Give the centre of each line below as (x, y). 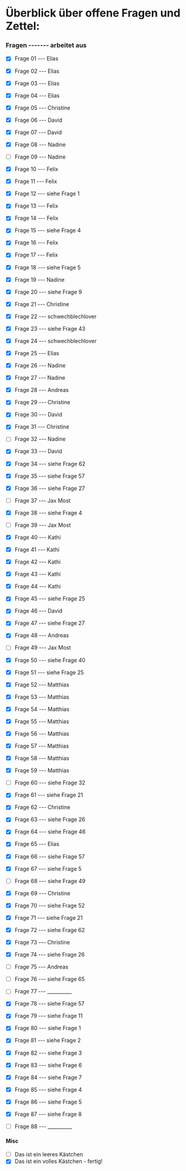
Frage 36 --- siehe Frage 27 (50, 488)
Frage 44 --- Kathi (38, 586)
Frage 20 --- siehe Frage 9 (48, 292)
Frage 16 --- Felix (36, 243)
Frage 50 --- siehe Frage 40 (50, 660)
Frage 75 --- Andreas (41, 967)
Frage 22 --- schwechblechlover (55, 316)
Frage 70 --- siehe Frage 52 (50, 905)
